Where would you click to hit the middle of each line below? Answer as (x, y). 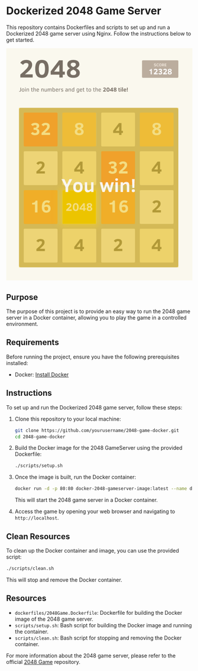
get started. (20, 40)
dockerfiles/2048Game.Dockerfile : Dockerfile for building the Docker (98, 612)
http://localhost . (37, 518)
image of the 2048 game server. (54, 619)
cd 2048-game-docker (40, 437)
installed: (17, 363)
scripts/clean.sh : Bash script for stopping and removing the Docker (98, 638)
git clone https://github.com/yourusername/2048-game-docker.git (97, 430)
